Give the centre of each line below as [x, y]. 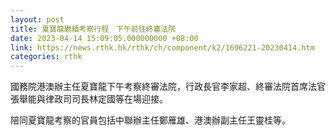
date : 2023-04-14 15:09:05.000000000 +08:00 [104, 38]
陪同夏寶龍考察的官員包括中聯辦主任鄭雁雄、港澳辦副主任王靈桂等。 [150, 120]
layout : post [37, 19]
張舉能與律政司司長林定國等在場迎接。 [89, 99]
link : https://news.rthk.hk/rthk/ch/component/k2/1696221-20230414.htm [162, 47]
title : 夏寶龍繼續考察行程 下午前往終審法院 [93, 29]
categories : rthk [46, 57]
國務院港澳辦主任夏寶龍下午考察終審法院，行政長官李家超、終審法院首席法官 [168, 87]
